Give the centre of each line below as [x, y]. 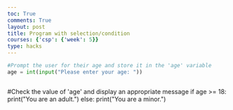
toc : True [22, 14]
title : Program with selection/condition [69, 33]
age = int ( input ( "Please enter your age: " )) [75, 72]
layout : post [26, 27]
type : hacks [25, 46]
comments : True [29, 20]
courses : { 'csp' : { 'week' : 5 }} [53, 40]
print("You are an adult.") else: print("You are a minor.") [87, 99]
